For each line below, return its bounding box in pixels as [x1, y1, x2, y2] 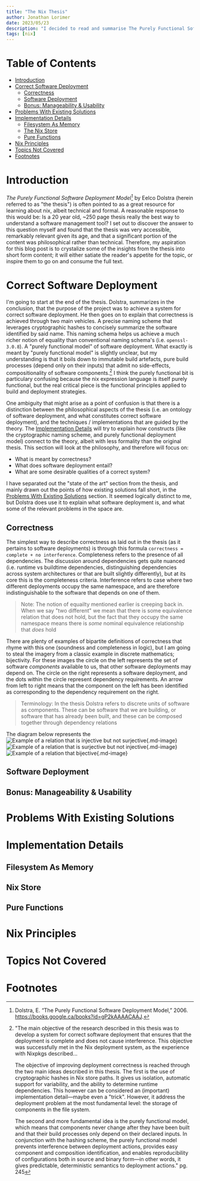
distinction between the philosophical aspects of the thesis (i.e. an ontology [6, 406, 192, 413]
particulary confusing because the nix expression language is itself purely [6, 376, 187, 383]
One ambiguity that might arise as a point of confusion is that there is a [6, 399, 180, 407]
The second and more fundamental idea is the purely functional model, [14, 1117, 189, 1124]
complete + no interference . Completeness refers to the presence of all [6, 551, 183, 558]
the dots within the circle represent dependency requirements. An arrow [6, 676, 183, 683]
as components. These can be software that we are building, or [20, 706, 177, 713]
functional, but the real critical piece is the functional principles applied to [6, 382, 186, 389]
